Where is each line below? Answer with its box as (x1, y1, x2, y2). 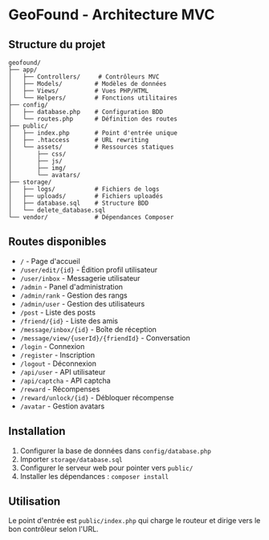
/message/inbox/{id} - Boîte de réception (19, 324, 157, 334)
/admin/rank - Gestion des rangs (19, 290, 128, 300)
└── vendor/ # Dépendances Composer (8, 213, 174, 221)
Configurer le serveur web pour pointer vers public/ (19, 463, 194, 473)
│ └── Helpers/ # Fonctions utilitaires (8, 94, 178, 102)
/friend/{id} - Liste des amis (19, 315, 119, 326)
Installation (8, 424, 66, 438)
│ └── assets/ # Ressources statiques (8, 143, 174, 151)
